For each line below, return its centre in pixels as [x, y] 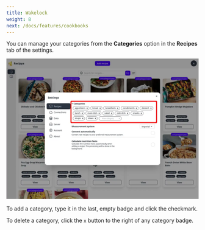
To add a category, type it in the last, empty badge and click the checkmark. [102, 208]
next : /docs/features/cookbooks [47, 26]
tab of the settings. [30, 50]
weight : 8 [19, 19]
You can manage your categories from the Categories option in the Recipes [102, 44]
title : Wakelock [27, 13]
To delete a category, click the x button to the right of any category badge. [100, 220]
